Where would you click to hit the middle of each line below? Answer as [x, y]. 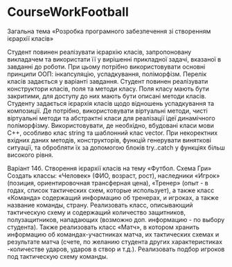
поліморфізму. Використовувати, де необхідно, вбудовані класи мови [111, 125]
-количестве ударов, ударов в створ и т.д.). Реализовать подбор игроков [116, 249]
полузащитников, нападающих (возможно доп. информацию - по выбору [116, 219]
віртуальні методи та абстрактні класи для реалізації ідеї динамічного [111, 118]
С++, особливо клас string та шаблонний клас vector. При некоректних [113, 133]
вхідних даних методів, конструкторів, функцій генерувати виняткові [109, 140]
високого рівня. [30, 155]
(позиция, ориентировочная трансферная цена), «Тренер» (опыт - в [108, 183]
